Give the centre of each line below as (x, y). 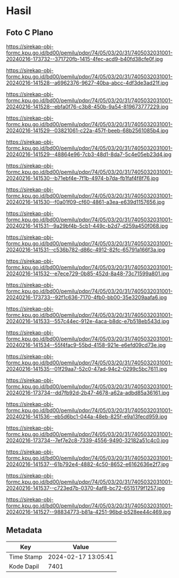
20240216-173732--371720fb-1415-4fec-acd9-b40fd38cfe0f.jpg (85, 59)
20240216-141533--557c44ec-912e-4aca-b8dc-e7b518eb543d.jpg (88, 321)
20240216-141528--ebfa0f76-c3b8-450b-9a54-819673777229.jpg (87, 107)
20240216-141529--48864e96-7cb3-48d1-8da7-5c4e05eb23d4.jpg (89, 154)
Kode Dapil (24, 566)
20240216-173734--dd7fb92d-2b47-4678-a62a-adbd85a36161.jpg (88, 393)
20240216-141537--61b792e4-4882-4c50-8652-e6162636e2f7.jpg (87, 464)
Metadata (24, 530)
